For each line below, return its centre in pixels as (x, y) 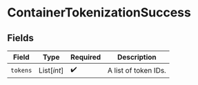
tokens (21, 70)
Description (137, 57)
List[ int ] (51, 70)
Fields (21, 38)
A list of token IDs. (137, 70)
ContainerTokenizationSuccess (99, 13)
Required (86, 57)
